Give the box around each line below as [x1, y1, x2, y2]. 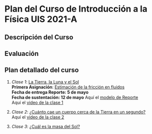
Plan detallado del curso [4, 66, 79, 74]
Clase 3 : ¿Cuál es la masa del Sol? [11, 123, 80, 129]
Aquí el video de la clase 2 [11, 114, 64, 120]
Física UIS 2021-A [4, 14, 77, 25]
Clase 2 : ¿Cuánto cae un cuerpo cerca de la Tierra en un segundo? [11, 109, 146, 115]
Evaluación [4, 50, 39, 58]
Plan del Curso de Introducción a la [4, 3, 148, 15]
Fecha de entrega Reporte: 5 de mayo [11, 89, 89, 95]
